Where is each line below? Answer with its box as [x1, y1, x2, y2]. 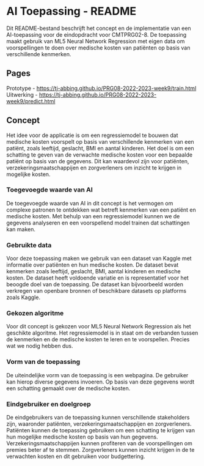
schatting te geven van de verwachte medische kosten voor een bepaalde [6, 151, 193, 158]
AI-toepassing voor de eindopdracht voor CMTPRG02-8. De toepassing [6, 31, 187, 38]
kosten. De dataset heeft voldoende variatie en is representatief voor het [6, 274, 189, 282]
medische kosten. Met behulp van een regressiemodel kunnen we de [6, 212, 180, 220]
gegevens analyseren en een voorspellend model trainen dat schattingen [6, 219, 191, 226]
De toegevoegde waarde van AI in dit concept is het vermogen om [6, 199, 173, 207]
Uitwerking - [6, 91, 38, 98]
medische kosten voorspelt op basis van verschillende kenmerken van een [6, 138, 194, 145]
